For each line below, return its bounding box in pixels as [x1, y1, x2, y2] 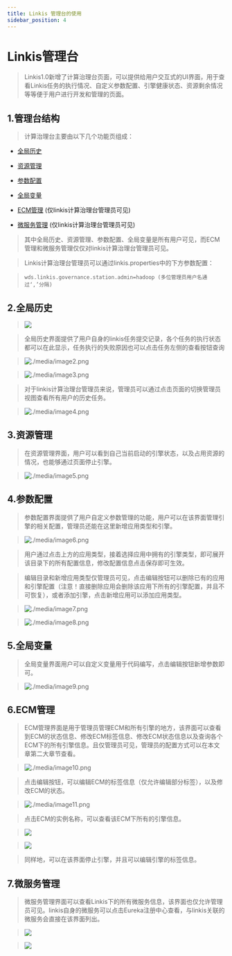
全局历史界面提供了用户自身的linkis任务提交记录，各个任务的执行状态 [24, 334, 222, 343]
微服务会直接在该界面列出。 [24, 915, 104, 923]
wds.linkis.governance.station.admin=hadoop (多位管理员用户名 [24, 274, 202, 281]
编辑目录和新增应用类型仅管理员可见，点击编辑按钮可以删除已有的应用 [24, 573, 225, 581]
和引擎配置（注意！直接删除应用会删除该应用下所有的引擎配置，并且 [24, 582, 219, 590]
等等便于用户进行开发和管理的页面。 [24, 90, 128, 99]
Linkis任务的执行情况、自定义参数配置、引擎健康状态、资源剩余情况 [30, 81, 223, 90]
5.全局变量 [7, 640, 53, 652]
